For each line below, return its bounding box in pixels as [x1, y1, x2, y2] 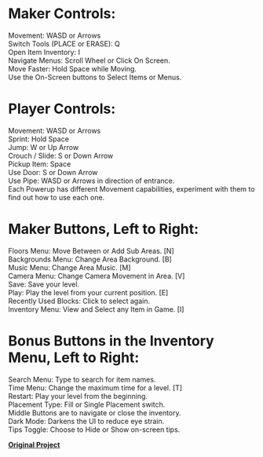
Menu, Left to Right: [8, 349, 140, 366]
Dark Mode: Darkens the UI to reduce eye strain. [8, 416, 165, 426]
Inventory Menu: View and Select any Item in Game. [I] [8, 304, 184, 314]
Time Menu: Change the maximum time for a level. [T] [8, 382, 183, 393]
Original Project [8, 440, 60, 449]
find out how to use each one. [8, 192, 105, 202]
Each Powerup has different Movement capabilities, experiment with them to [8, 184, 255, 193]
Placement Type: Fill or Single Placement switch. [8, 400, 166, 409]
